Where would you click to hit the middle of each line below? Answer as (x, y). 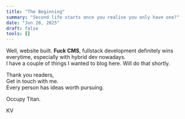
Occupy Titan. (23, 99)
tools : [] (18, 34)
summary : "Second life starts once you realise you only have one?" (93, 17)
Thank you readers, (30, 75)
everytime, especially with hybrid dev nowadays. (66, 57)
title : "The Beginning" (36, 12)
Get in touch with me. (32, 82)
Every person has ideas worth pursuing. (55, 87)
